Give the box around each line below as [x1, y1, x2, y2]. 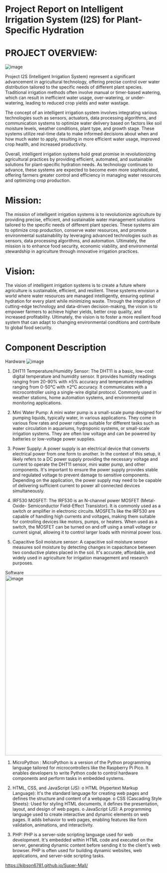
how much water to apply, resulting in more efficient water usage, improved [5, 136, 160, 142]
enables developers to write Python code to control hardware [12, 770, 138, 776]
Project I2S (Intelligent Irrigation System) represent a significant [5, 74, 135, 80]
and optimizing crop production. [5, 178, 71, 184]
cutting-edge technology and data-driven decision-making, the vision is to [5, 304, 158, 309]
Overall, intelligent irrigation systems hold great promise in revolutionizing [5, 151, 156, 157]
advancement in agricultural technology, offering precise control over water [5, 79, 160, 85]
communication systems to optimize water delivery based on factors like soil [5, 120, 162, 126]
